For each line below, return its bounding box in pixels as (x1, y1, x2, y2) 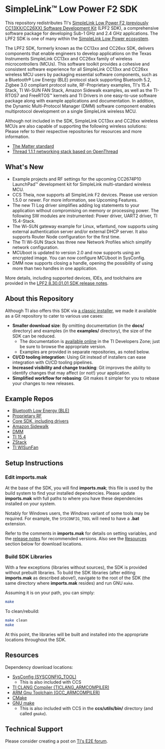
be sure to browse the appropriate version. (19, 343, 107, 349)
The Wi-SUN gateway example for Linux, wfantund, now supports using (12, 223, 159, 229)
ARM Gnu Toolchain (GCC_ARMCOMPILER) (12, 689, 100, 696)
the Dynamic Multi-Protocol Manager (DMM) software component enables (5, 103, 156, 109)
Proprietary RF (12, 413, 42, 419)
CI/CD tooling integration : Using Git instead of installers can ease (12, 354, 146, 360)
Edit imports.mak (5, 473, 47, 480)
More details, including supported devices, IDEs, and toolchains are (5, 275, 142, 281)
